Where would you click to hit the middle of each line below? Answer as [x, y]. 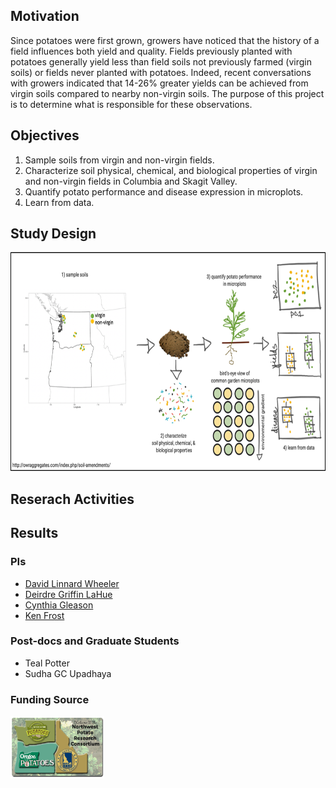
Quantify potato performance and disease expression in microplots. [164, 191]
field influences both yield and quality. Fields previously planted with [151, 51]
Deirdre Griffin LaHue [68, 594]
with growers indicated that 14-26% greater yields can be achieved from [159, 83]
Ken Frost [44, 615]
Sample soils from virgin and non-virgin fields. [119, 160]
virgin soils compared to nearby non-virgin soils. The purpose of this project [167, 93]
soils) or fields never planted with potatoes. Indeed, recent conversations [161, 72]
